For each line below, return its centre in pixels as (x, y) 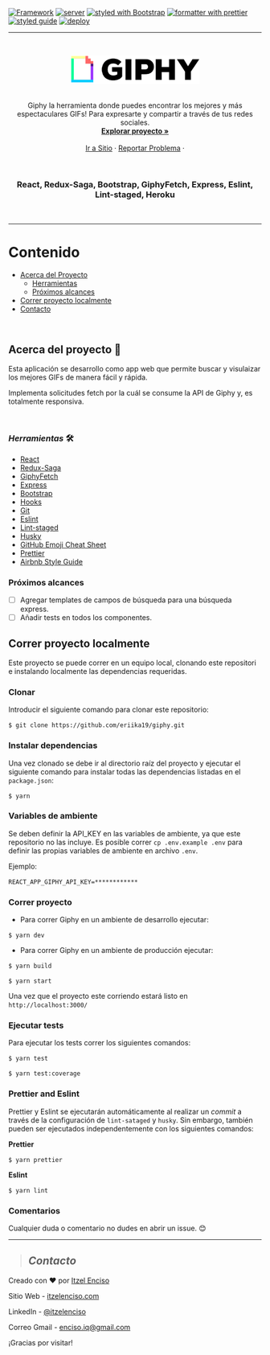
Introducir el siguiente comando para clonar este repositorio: (108, 710)
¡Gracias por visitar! (41, 1342)
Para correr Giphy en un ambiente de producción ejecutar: (117, 951)
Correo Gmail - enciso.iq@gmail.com (70, 1327)
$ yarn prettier (35, 1160)
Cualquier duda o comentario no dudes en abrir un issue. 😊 (107, 1228)
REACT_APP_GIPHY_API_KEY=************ (73, 882)
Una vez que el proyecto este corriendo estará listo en (98, 996)
